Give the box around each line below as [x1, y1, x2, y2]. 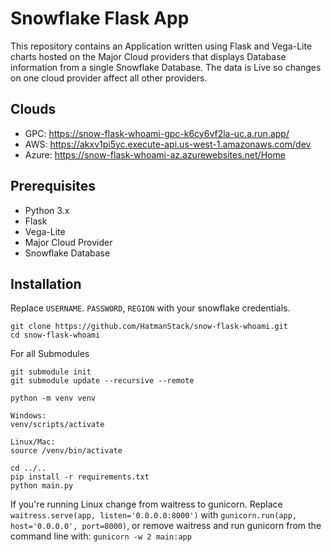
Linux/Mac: [10, 437, 56, 447]
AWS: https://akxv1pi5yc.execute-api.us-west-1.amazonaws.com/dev [24, 138, 312, 150]
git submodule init [10, 367, 92, 377]
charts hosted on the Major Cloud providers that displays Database [10, 50, 287, 62]
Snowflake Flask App [10, 7, 190, 30]
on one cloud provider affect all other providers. [10, 72, 208, 84]
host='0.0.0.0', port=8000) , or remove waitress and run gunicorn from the [10, 520, 322, 532]
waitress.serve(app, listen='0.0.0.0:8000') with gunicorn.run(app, [10, 509, 297, 521]
